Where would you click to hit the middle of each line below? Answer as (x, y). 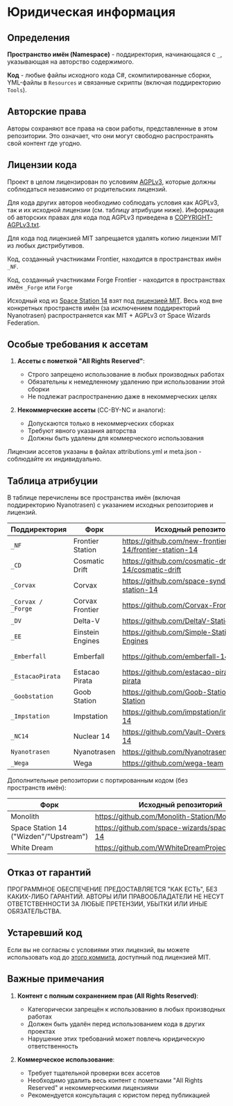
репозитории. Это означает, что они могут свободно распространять (110, 135)
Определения (39, 38)
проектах (41, 1031)
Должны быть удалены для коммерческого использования (116, 439)
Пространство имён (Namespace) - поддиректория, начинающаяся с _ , (115, 54)
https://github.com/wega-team (173, 763)
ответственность (53, 1046)
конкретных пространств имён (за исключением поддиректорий (104, 308)
